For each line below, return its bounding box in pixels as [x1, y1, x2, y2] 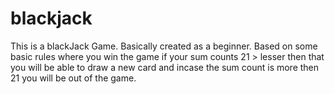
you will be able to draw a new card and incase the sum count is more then [10, 61, 320, 73]
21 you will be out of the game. [10, 72, 137, 84]
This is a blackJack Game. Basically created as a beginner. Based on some [10, 40, 318, 52]
